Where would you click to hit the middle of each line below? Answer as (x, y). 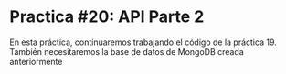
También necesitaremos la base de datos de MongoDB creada (127, 51)
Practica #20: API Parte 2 (107, 17)
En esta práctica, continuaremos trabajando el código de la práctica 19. (143, 42)
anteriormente (36, 61)
